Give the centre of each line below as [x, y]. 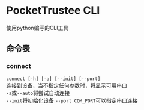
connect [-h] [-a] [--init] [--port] [53, 79]
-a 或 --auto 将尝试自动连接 [38, 93]
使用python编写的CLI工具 [37, 28]
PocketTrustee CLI [53, 11]
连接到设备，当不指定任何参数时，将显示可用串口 [67, 85]
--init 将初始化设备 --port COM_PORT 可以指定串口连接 [72, 100]
